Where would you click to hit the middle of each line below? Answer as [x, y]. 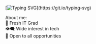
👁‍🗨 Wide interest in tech [32, 29]
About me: [16, 17]
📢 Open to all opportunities [33, 36]
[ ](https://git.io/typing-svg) [48, 8]
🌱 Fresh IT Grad [22, 23]
